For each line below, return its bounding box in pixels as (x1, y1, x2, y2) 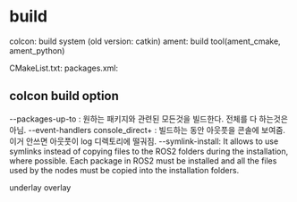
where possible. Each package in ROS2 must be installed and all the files (9, 155, 277, 166)
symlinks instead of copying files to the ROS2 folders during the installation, (9, 146, 289, 156)
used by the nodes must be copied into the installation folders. (9, 164, 240, 175)
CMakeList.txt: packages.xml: (9, 63, 119, 73)
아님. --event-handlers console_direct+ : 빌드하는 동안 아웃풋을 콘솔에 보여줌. (9, 124, 286, 135)
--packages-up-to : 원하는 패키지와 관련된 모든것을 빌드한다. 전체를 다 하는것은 (9, 114, 289, 124)
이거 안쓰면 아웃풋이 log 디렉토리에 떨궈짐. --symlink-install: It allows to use (9, 136, 279, 147)
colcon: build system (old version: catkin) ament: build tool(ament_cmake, (9, 36, 281, 46)
